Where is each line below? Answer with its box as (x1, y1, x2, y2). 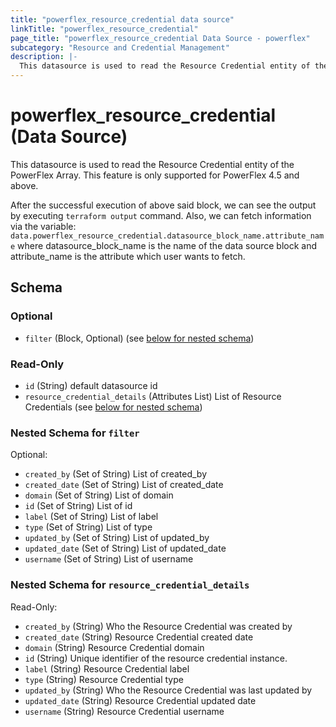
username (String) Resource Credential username (24, 705, 225, 717)
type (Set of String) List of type (24, 521, 153, 533)
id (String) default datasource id (24, 379, 158, 391)
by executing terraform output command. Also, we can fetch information (10, 209, 312, 221)
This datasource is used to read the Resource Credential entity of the (10, 158, 295, 170)
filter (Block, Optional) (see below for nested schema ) (24, 332, 255, 344)
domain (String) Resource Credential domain (24, 641, 205, 653)
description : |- (10, 52, 78, 62)
